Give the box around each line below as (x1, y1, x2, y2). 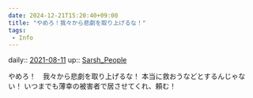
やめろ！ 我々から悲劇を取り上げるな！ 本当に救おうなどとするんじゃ (8, 72, 239, 81)
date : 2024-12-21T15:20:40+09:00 (8, 11, 119, 20)
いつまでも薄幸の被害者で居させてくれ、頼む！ (23, 81, 176, 91)
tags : (8, 26, 26, 34)
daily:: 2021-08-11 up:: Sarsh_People (8, 55, 127, 65)
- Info (11, 33, 34, 42)
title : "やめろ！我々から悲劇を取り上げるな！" (8, 19, 146, 27)
